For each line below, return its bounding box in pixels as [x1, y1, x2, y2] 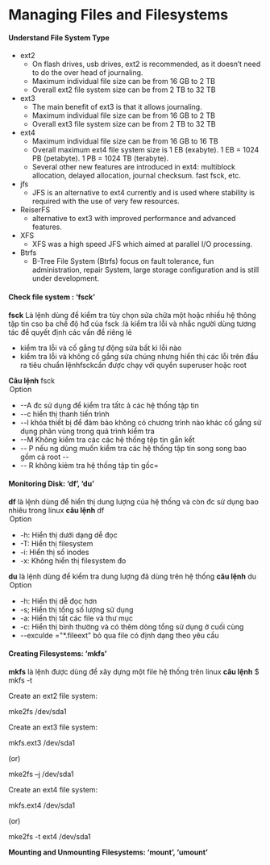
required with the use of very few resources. [31, 196, 180, 207]
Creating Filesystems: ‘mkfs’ [8, 649, 107, 658]
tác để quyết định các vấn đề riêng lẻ [8, 327, 132, 336]
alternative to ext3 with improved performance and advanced [31, 214, 236, 224]
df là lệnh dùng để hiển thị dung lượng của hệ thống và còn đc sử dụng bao [8, 496, 260, 506]
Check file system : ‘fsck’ [8, 292, 95, 302]
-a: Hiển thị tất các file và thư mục [19, 613, 134, 623]
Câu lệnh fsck [8, 375, 55, 385]
